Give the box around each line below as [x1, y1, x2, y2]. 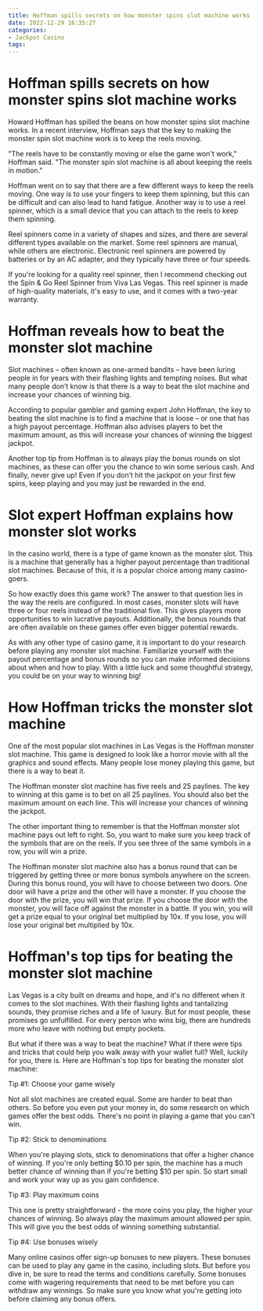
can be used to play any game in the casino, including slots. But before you [8, 1261, 250, 1270]
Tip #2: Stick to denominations [8, 1134, 107, 1144]
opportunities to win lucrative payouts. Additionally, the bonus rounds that [8, 614, 247, 623]
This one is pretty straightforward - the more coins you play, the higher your [8, 1205, 253, 1214]
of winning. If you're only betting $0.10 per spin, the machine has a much [8, 1158, 243, 1167]
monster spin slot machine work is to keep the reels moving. [8, 134, 202, 144]
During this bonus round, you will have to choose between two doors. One [8, 878, 248, 888]
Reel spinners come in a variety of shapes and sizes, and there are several [8, 229, 248, 239]
